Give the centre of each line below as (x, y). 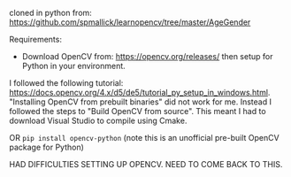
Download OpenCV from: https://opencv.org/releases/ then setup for (147, 56)
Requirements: (35, 39)
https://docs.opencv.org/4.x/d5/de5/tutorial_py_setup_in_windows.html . (140, 92)
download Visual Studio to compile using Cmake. (98, 120)
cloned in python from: (51, 13)
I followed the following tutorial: (66, 83)
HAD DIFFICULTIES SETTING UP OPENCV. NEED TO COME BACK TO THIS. (146, 164)
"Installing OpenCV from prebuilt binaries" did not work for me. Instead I (141, 102)
